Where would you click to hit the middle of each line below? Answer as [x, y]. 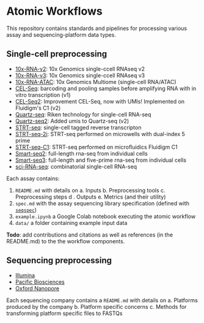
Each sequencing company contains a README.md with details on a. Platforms [102, 300]
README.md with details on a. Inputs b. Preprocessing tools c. [90, 190]
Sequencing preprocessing [59, 261]
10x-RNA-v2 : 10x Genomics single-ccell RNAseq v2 [80, 69]
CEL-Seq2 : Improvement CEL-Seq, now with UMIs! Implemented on [100, 101]
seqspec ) [26, 210]
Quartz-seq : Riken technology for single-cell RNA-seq [83, 114]
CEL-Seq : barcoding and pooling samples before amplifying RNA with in [106, 88]
